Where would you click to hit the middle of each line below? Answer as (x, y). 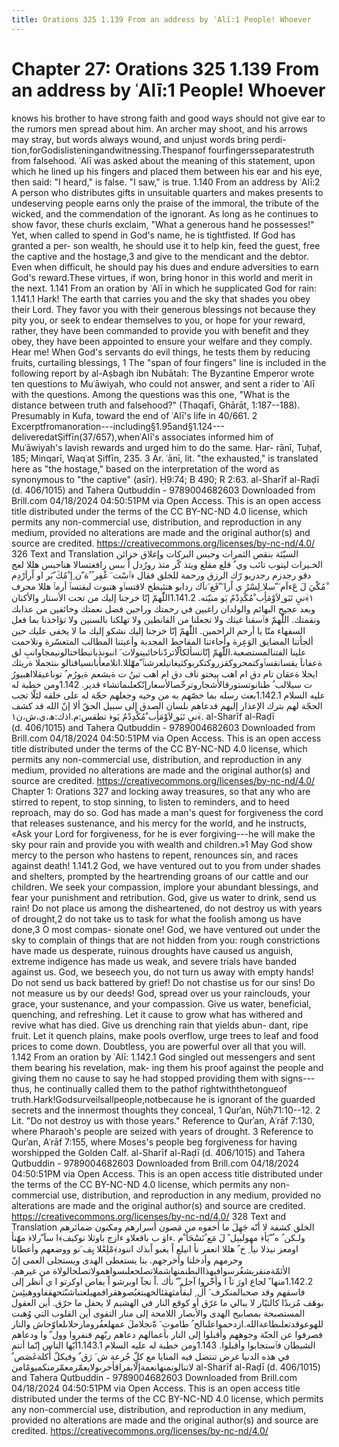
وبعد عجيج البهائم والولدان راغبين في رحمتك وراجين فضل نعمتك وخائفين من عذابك (163, 608)
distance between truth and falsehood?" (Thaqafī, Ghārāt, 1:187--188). (156, 405)
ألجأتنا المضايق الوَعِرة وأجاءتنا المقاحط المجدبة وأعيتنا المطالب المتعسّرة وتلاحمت (162, 641)
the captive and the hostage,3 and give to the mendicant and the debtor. (160, 256)
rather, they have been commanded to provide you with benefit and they (160, 330)
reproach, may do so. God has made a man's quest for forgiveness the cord (167, 812)
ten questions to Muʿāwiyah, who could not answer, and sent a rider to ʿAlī (163, 383)
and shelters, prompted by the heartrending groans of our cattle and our (160, 876)
